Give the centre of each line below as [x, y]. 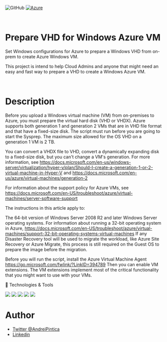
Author [20, 315]
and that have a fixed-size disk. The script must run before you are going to [83, 131]
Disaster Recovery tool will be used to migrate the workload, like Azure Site [82, 239]
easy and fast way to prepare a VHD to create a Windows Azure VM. [76, 71]
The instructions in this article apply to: [45, 208]
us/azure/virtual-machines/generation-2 [47, 178]
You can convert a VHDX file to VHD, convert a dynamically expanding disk [82, 151]
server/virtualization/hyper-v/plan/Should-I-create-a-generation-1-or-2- [79, 167]
